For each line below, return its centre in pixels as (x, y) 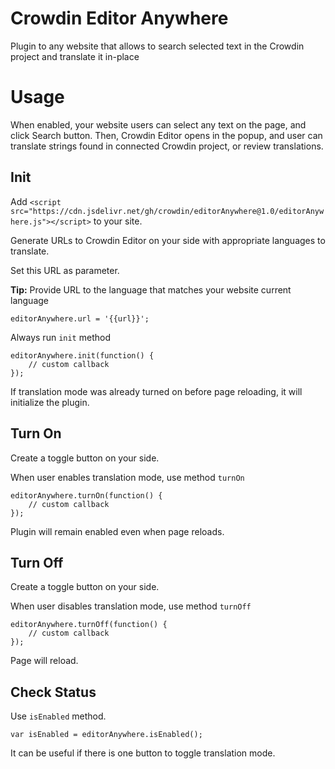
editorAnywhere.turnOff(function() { (89, 625)
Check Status (53, 692)
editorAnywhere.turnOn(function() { (86, 495)
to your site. (118, 221)
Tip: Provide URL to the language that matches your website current (151, 289)
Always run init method (60, 337)
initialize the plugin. (50, 402)
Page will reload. (44, 661)
